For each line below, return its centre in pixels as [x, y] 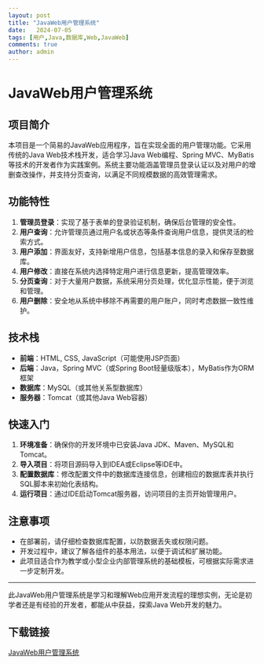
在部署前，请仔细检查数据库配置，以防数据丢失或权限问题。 [116, 541]
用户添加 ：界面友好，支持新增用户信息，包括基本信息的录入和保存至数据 [136, 251]
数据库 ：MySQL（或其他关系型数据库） [83, 387]
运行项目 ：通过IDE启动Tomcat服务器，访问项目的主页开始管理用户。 [130, 494]
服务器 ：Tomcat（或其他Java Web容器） [86, 397]
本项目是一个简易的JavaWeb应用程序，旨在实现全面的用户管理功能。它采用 [130, 145]
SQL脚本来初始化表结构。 [61, 484]
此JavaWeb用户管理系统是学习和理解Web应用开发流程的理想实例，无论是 [127, 595]
